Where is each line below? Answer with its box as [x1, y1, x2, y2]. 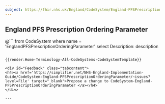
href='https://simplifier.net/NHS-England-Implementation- [20, 70, 144, 75]
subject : [5, 7, 23, 12]
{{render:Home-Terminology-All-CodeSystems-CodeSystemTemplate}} [5, 57, 141, 62]
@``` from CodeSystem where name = [5, 38, 82, 44]
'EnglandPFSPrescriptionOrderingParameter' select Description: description [5, 44, 159, 50]
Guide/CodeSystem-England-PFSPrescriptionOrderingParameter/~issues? [5, 75, 151, 79]
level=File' [5, 79, 29, 84]
